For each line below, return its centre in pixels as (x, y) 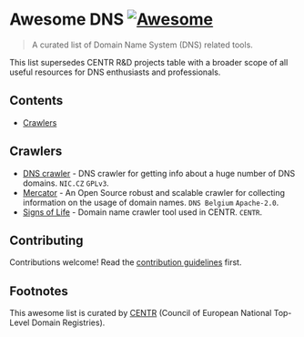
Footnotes (39, 291)
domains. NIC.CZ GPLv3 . (66, 183)
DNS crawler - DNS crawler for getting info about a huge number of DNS (159, 173)
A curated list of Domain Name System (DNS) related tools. (142, 45)
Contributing (46, 240)
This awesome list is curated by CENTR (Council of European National (141, 313)
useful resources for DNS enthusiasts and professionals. (115, 72)
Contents (36, 101)
